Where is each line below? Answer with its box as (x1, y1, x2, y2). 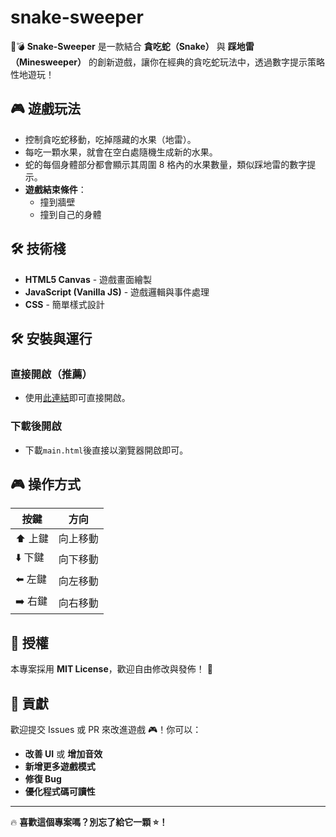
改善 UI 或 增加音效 (24, 747, 103, 760)
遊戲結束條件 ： (24, 183, 87, 195)
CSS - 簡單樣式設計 (24, 298, 105, 310)
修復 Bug (24, 772, 62, 785)
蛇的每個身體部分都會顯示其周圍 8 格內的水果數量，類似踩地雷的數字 (24, 158, 308, 170)
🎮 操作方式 (10, 476, 81, 493)
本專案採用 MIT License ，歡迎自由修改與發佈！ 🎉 (10, 663, 213, 675)
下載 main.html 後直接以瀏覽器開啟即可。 (24, 444, 189, 456)
